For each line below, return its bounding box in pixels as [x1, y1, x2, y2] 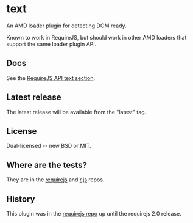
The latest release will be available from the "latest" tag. [6, 108, 147, 115]
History [6, 194, 35, 204]
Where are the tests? [6, 159, 87, 170]
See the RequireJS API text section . [6, 74, 96, 81]
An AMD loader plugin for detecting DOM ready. [6, 22, 127, 29]
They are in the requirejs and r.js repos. [6, 176, 105, 183]
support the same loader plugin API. [6, 40, 97, 48]
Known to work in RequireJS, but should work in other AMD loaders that [6, 34, 187, 41]
